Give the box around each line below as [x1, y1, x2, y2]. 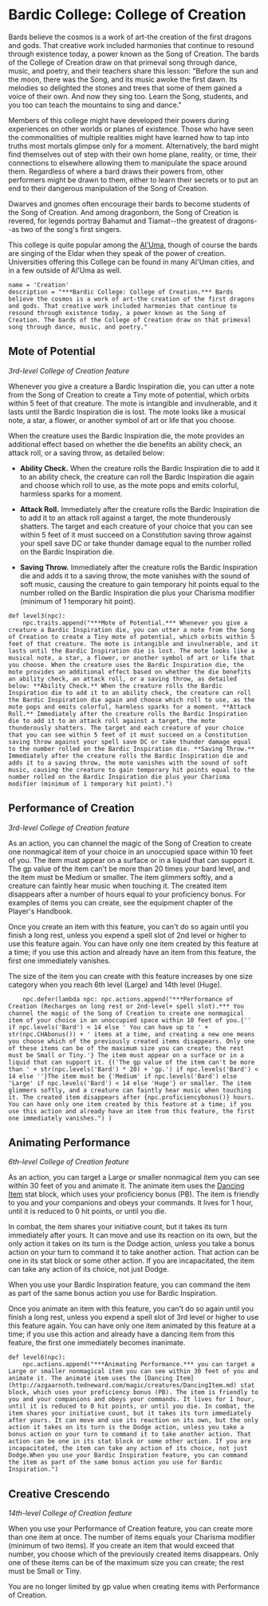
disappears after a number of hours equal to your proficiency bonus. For [8, 889, 246, 899]
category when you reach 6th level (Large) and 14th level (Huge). [8, 980, 223, 989]
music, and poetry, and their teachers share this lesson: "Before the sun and [8, 66, 259, 75]
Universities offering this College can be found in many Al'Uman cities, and [8, 257, 255, 266]
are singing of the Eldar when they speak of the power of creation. [8, 248, 227, 258]
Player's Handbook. [8, 906, 73, 916]
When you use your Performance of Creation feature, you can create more [8, 1524, 254, 1533]
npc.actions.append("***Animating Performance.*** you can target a [22, 1360, 255, 1368]
